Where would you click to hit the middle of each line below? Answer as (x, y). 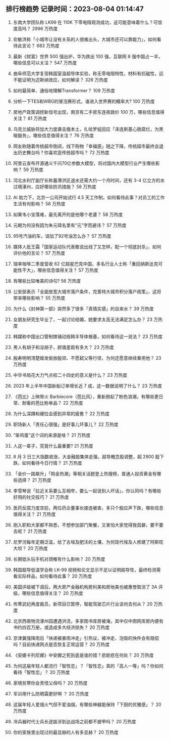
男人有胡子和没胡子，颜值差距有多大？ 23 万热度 (63, 347)
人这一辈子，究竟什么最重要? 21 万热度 (53, 446)
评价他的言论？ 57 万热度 (39, 253)
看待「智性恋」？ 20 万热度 (41, 672)
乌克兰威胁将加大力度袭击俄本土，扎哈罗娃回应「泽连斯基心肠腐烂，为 (86, 129)
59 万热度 (33, 169)
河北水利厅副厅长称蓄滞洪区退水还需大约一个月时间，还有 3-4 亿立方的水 (89, 180)
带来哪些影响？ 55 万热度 (39, 298)
